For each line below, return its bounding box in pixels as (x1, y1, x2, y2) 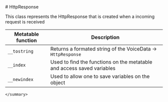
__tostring (7, 48, 33, 54)
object (50, 79, 65, 86)
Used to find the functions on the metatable (50, 58, 152, 65)
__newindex (7, 76, 33, 82)
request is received (5, 19, 45, 24)
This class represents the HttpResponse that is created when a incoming (5, 13, 155, 19)
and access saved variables (50, 65, 116, 71)
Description (90, 34, 120, 40)
